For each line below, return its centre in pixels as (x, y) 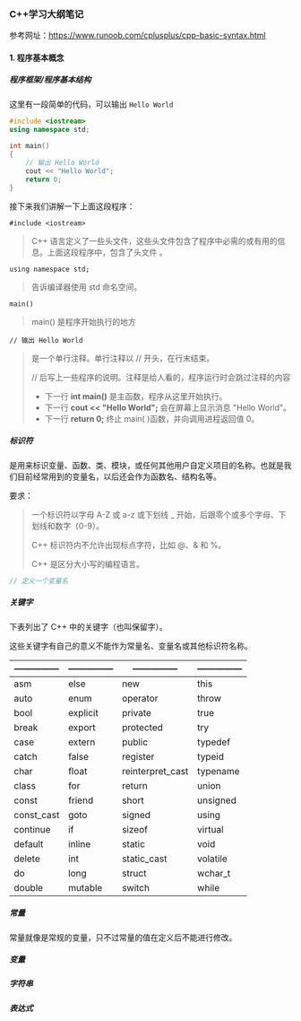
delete (27, 859)
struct (134, 873)
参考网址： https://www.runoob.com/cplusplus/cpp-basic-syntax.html (138, 35)
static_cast (145, 859)
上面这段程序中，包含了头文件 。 (107, 252)
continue (32, 829)
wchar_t (214, 873)
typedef (214, 742)
